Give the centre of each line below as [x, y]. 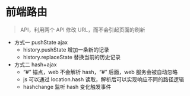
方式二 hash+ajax [35, 64]
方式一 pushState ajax [41, 42]
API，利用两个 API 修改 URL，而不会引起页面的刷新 [83, 30]
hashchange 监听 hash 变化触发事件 [67, 87]
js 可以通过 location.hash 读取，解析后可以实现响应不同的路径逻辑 [104, 79]
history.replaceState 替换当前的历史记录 [72, 57]
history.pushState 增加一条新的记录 [66, 49]
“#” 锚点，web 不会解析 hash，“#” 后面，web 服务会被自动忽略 [100, 72]
